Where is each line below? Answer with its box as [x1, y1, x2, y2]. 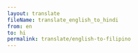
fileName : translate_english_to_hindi [7, 17, 119, 23]
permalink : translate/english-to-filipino [7, 36, 131, 43]
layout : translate [7, 10, 60, 17]
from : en [7, 23, 32, 30]
